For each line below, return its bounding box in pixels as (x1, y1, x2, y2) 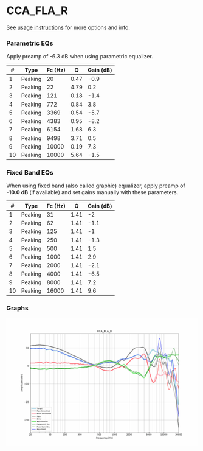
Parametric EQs (6, 39, 53, 47)
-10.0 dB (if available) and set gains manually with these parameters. (6, 189, 179, 196)
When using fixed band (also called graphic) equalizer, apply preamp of (6, 182, 185, 189)
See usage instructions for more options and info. (6, 24, 131, 31)
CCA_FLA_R (6, 4, 68, 18)
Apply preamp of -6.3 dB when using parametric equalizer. (6, 53, 153, 60)
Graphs (6, 304, 29, 312)
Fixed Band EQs (6, 168, 53, 177)
